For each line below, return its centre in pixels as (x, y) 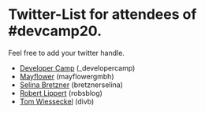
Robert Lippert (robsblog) (61, 93)
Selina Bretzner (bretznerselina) (71, 85)
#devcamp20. (55, 31)
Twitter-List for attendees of (102, 15)
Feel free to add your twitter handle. (66, 53)
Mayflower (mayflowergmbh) (67, 76)
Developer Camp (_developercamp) (77, 67)
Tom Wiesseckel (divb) (57, 101)
